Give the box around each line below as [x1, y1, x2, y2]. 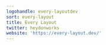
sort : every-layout [6, 14, 54, 20]
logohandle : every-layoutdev [6, 8, 78, 15]
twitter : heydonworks [6, 25, 60, 31]
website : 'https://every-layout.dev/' [6, 30, 102, 36]
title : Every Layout [6, 19, 57, 25]
